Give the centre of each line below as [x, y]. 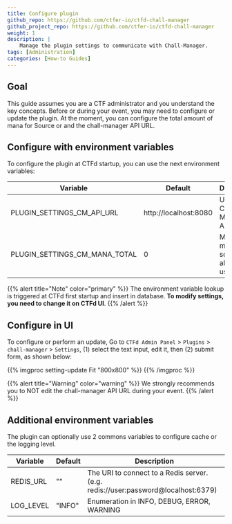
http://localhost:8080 [178, 213]
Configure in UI [40, 325]
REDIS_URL [29, 481]
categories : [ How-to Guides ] [49, 59]
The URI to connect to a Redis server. [148, 473]
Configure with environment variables [91, 147]
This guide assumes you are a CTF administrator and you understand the [111, 103]
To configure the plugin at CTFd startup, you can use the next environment [113, 164]
